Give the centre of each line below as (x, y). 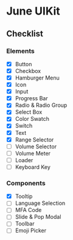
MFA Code (28, 210)
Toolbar (25, 224)
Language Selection (40, 203)
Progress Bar (31, 98)
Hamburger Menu (37, 78)
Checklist (25, 34)
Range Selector (34, 139)
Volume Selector (36, 146)
